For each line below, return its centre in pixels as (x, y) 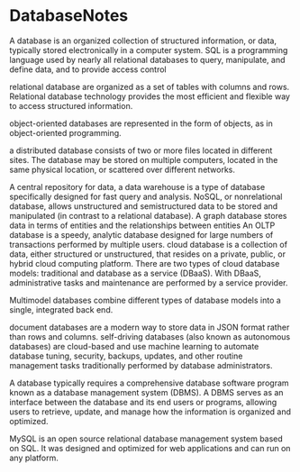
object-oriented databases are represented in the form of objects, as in (141, 123)
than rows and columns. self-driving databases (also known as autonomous (150, 336)
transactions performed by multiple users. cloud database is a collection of (149, 244)
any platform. (34, 458)
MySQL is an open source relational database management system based (146, 439)
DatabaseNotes (69, 16)
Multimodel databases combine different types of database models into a (145, 300)
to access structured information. (71, 105)
